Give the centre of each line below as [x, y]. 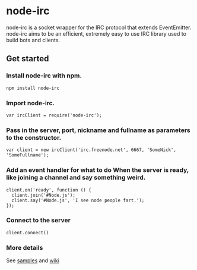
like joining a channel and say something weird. [76, 178]
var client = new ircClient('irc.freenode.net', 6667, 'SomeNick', [91, 150]
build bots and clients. [33, 40]
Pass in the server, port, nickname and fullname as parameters [99, 130]
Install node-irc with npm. [44, 76]
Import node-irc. [31, 103]
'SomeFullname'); [28, 155]
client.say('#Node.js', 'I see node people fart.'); [78, 200]
